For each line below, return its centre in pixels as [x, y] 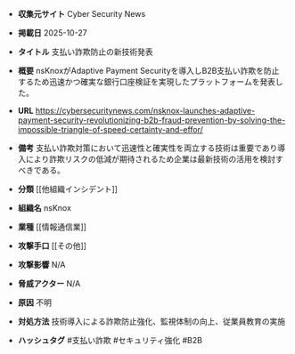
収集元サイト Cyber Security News [82, 14]
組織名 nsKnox [44, 208]
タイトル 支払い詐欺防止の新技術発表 [85, 52]
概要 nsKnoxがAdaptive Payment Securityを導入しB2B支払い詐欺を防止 [148, 71]
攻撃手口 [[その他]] [52, 245]
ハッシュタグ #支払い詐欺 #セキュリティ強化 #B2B [110, 340]
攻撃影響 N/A [41, 265]
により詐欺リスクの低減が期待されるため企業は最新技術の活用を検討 [151, 159]
